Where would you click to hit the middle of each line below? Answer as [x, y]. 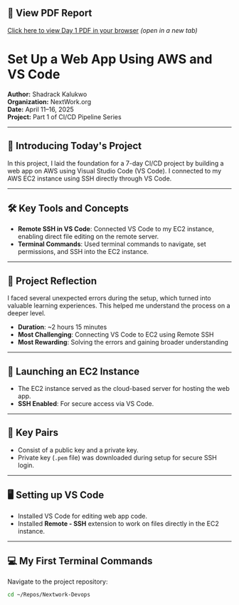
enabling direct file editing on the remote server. [88, 237]
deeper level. [27, 313]
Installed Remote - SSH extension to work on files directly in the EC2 [118, 523]
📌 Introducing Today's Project [75, 146]
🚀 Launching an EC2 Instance [74, 371]
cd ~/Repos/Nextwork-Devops [49, 595]
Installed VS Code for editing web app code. [83, 516]
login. [26, 465]
